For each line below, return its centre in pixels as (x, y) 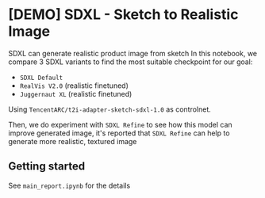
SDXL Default (41, 78)
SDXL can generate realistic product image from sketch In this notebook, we (133, 53)
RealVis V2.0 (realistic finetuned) (74, 86)
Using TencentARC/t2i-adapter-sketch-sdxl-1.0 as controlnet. (110, 109)
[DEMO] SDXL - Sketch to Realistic (123, 15)
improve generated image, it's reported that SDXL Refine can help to (119, 133)
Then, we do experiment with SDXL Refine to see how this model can (120, 124)
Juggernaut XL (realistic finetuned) (76, 93)
